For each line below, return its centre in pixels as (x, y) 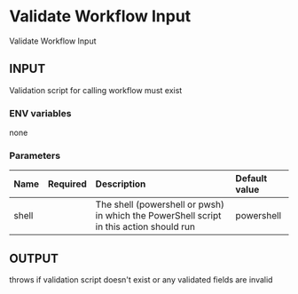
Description (121, 184)
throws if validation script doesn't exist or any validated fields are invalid (141, 280)
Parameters (35, 155)
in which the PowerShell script (158, 216)
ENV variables (40, 113)
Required (67, 184)
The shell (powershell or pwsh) (160, 204)
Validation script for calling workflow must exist (96, 90)
